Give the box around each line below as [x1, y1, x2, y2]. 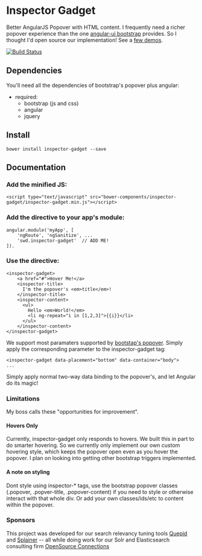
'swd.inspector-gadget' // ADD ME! [17, 238, 110, 244]
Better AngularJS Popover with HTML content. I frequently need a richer [6, 24, 186, 31]
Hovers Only [6, 422, 38, 429]
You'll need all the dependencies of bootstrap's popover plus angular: [6, 81, 180, 89]
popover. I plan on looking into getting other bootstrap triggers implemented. [6, 455, 197, 462]
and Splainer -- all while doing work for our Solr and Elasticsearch [6, 536, 170, 543]
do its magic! [6, 379, 39, 387]
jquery [24, 112, 40, 119]
